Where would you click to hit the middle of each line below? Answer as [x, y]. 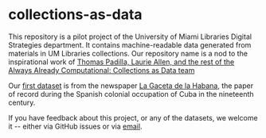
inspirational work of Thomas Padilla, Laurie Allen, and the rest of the [121, 62]
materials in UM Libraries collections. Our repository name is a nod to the [128, 53]
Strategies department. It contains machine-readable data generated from [130, 44]
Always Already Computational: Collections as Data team [102, 70]
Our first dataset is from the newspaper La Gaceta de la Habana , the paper [131, 86]
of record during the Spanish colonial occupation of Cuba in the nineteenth [131, 94]
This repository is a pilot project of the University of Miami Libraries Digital [130, 36]
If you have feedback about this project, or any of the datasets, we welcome [133, 117]
